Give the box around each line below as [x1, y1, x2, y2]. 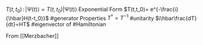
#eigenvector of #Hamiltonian [31, 21, 106, 28]
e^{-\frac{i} [150, 6, 179, 13]
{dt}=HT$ [6, 21, 30, 28]
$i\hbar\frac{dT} [155, 14, 197, 22]
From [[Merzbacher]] [6, 32, 59, 40]
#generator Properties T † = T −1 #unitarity [50, 13, 154, 22]
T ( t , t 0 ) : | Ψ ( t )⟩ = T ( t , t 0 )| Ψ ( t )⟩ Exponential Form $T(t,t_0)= [6, 6, 149, 14]
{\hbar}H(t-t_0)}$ [6, 14, 50, 22]
